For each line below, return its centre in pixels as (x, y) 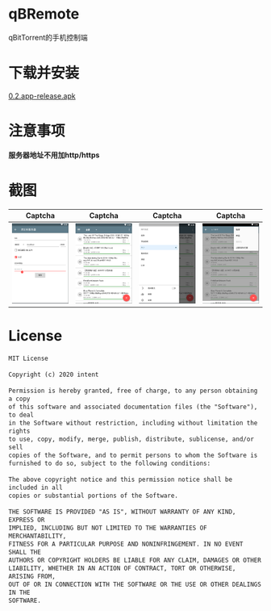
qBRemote (44, 14)
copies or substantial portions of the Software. (94, 496)
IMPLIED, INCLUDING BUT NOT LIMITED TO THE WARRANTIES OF (108, 528)
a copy (19, 399)
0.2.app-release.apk (42, 96)
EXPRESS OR (27, 520)
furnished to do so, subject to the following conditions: (110, 463)
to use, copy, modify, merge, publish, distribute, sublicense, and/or (131, 439)
